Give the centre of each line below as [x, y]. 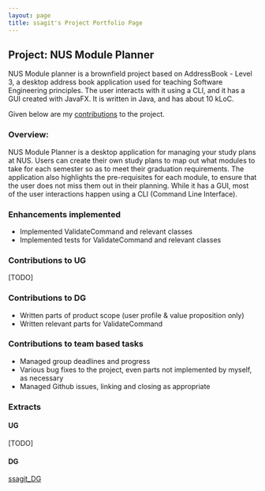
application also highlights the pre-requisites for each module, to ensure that [132, 177]
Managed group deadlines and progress [85, 361]
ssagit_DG [25, 479]
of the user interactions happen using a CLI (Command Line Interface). [123, 193]
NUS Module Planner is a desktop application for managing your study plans [132, 152]
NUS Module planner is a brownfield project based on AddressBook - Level [130, 74]
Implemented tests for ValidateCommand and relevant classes [120, 240]
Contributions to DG [47, 298]
